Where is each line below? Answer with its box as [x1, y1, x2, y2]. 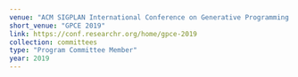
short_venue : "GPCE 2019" [9, 21, 105, 30]
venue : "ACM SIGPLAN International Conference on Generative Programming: [9, 12, 294, 22]
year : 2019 [9, 54, 50, 63]
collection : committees [9, 37, 98, 47]
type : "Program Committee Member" [9, 46, 138, 55]
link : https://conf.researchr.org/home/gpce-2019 [9, 29, 198, 38]
